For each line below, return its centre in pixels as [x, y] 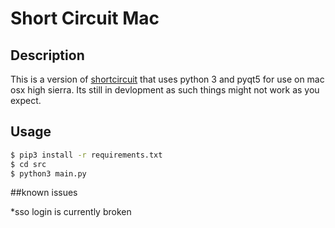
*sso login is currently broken [71, 212]
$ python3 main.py [48, 173]
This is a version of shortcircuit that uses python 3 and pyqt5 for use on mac [167, 79]
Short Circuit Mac [85, 18]
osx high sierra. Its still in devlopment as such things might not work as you [165, 90]
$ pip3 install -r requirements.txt [86, 155]
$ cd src [28, 164]
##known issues [44, 193]
